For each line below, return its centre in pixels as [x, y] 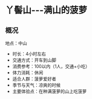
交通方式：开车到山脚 [34, 60]
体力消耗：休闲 [28, 72]
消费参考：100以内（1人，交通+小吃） [51, 66]
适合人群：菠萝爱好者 [34, 79]
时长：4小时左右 [29, 54]
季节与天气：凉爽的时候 [36, 85]
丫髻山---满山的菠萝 [46, 10]
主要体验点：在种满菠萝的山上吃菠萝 [49, 91]
